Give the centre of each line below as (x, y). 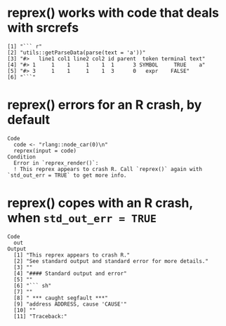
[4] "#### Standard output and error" (71, 273)
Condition (22, 157)
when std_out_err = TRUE (82, 218)
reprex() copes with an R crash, (100, 203)
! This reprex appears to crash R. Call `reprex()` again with (108, 169)
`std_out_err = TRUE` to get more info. (67, 175)
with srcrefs (43, 28)
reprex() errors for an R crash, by (105, 105)
